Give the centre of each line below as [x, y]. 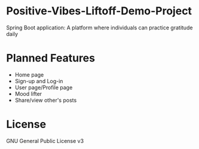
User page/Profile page [44, 87]
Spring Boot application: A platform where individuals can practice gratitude [99, 28]
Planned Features [51, 58]
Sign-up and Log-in [39, 81]
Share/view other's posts [46, 100]
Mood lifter [28, 93]
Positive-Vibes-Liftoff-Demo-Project [99, 11]
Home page [29, 74]
